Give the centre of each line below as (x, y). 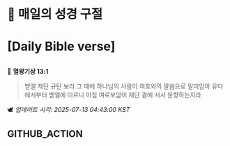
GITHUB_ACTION (45, 134)
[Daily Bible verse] (61, 47)
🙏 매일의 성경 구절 (55, 14)
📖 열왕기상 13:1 (28, 71)
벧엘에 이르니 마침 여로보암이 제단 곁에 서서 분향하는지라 (125, 95)
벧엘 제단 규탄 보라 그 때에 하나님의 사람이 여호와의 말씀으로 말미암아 (117, 86)
